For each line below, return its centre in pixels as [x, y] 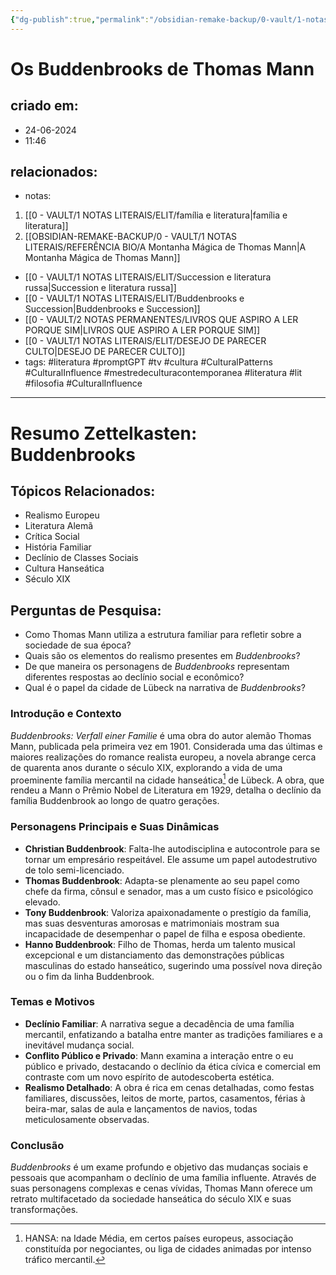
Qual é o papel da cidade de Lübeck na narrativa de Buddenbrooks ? [165, 688]
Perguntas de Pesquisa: [86, 610]
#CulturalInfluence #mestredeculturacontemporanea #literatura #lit [163, 373]
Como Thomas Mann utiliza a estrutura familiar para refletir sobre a [163, 635]
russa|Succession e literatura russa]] [100, 288]
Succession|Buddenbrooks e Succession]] [112, 309]
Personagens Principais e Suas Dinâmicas [115, 827]
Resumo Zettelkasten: [104, 433]
